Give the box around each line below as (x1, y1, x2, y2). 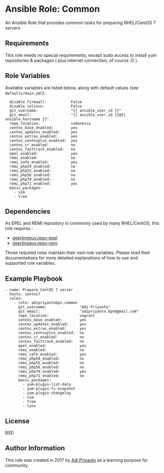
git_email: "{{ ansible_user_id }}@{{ (9, 112, 126, 117)
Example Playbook (5, 274, 63, 283)
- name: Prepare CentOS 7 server (5, 287, 73, 293)
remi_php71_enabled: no (18, 373, 84, 379)
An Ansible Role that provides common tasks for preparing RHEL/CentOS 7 (5, 20, 156, 26)
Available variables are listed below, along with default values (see (5, 84, 139, 90)
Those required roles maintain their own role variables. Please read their (5, 250, 151, 256)
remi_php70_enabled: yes (18, 369, 87, 374)
